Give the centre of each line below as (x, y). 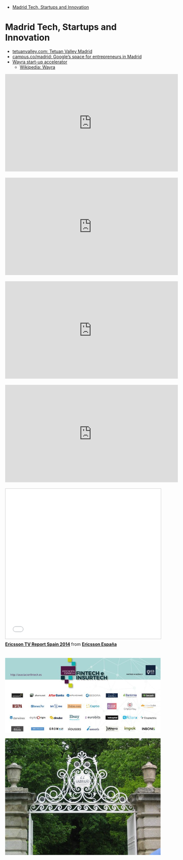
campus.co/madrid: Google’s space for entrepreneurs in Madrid (77, 56)
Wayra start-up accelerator (40, 62)
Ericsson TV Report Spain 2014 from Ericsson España (61, 644)
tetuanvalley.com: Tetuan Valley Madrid (52, 51)
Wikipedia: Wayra (37, 67)
